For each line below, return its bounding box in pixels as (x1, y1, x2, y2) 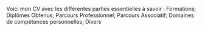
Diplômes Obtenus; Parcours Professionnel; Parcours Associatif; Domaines (6, 12, 195, 19)
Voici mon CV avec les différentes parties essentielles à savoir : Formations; (6, 5, 197, 12)
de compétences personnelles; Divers (6, 18, 102, 25)
